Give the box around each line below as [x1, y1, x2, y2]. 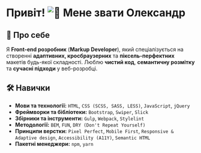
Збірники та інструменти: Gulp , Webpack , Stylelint [14, 115, 145, 122]
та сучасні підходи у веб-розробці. [6, 65, 98, 72]
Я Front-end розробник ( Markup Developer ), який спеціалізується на [6, 46, 184, 53]
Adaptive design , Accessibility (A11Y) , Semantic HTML [14, 134, 151, 141]
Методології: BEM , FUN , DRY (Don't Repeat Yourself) [14, 121, 146, 128]
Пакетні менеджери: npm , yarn [14, 140, 94, 147]
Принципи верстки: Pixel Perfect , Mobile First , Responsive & [14, 127, 174, 134]
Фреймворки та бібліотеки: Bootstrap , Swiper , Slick [14, 108, 149, 115]
